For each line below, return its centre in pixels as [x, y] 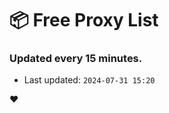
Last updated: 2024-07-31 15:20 [89, 80]
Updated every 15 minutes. [76, 59]
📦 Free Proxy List [84, 20]
